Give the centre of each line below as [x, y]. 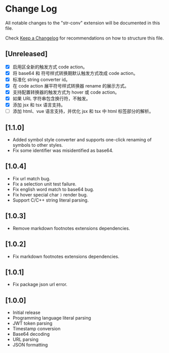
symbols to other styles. [38, 145]
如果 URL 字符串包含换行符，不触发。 [51, 99]
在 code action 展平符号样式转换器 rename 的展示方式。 [71, 86]
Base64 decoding [31, 334]
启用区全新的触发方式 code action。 [50, 67]
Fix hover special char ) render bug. [50, 194]
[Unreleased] [27, 54]
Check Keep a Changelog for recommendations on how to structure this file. [85, 38]
